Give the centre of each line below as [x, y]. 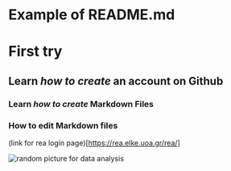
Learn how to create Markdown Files [81, 104]
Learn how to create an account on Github [116, 81]
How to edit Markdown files [63, 125]
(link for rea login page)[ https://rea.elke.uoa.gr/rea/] [94, 143]
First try [35, 52]
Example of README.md [92, 15]
